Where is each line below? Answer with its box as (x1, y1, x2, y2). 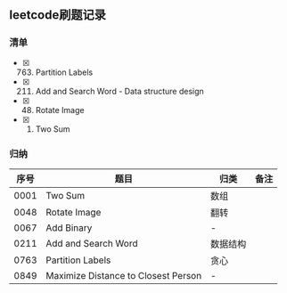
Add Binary (45, 221, 93, 233)
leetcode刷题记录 (9, 7, 107, 23)
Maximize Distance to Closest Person (45, 269, 202, 281)
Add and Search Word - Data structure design (35, 85, 205, 96)
